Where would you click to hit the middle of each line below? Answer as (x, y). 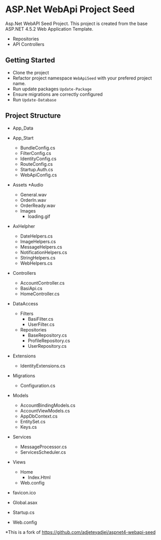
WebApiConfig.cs (39, 175)
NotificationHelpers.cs (44, 252)
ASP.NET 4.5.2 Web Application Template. (49, 29)
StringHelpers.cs (38, 258)
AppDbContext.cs (39, 416)
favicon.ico (24, 493)
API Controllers (28, 44)
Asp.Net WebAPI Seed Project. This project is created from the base (76, 23)
